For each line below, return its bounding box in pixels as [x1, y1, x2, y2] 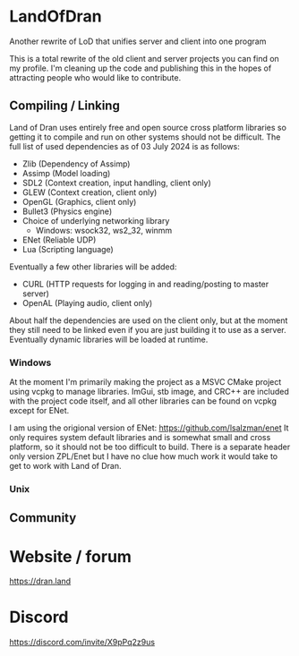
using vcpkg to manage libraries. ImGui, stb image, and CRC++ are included [9, 387, 289, 397]
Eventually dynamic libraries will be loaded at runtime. [9, 334, 209, 345]
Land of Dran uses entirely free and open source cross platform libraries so [9, 122, 286, 132]
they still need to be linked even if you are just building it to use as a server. [9, 324, 286, 335]
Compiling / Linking [9, 98, 121, 114]
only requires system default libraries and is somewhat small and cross [9, 432, 271, 443]
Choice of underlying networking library [21, 215, 170, 226]
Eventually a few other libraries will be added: [9, 261, 177, 272]
